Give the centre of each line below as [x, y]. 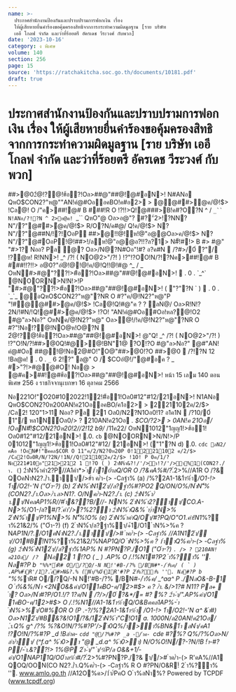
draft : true [25, 79]
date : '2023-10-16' [36, 40]
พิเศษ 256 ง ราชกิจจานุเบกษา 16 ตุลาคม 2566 [64, 383]
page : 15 [21, 66]
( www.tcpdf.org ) [32, 681]
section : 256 [27, 59]
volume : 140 [25, 53]
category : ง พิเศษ [32, 46]
